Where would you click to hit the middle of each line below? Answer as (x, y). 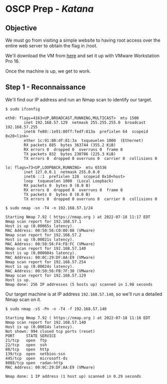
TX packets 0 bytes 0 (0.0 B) (57, 194)
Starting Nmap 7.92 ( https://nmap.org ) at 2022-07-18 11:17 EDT (78, 217)
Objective (21, 28)
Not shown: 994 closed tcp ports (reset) (50, 331)
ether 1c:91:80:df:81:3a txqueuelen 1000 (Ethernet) (84, 140)
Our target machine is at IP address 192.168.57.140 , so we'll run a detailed (84, 294)
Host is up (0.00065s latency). (40, 226)
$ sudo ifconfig (23, 109)
